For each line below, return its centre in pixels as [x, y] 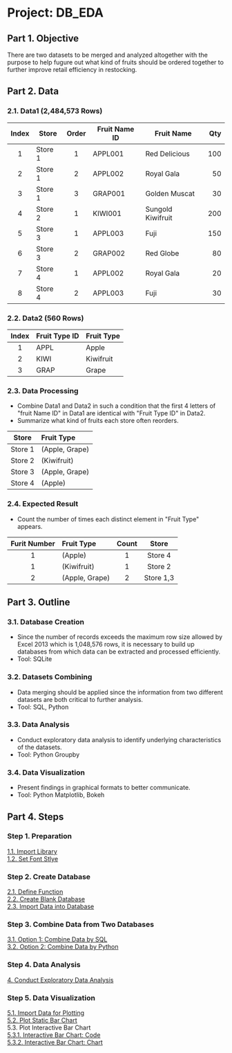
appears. [30, 526]
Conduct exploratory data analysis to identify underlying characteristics [119, 739]
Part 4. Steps [36, 817]
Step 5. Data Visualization [51, 998]
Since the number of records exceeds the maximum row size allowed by [120, 637]
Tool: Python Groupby [48, 754]
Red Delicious [167, 154]
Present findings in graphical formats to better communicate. [104, 788]
